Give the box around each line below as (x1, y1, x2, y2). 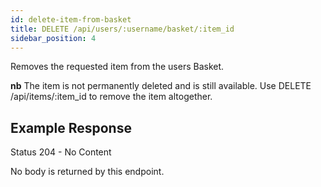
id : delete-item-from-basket (10, 14, 132, 25)
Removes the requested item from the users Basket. (10, 61, 225, 73)
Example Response (10, 119, 132, 136)
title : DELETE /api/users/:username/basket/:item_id (10, 24, 235, 34)
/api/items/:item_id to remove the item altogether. (10, 91, 213, 103)
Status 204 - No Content (10, 146, 112, 158)
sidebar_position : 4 (10, 33, 97, 43)
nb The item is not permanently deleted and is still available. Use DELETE (10, 80, 312, 92)
